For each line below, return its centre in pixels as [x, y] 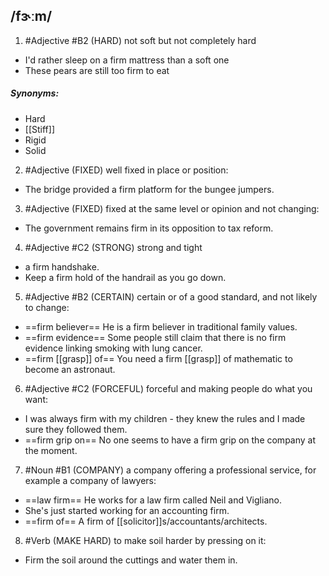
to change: [47, 307]
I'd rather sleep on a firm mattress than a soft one [127, 60]
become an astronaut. [70, 369]
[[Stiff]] [39, 129]
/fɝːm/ [31, 16]
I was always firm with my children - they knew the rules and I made [165, 418]
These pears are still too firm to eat [97, 70]
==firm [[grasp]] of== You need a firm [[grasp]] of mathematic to [158, 358]
